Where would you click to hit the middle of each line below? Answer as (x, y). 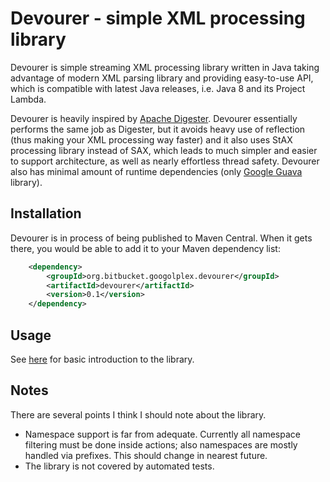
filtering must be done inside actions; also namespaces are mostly (161, 444)
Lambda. (28, 99)
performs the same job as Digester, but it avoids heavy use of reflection (158, 129)
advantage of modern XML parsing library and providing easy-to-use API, (162, 78)
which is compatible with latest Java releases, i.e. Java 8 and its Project (158, 88)
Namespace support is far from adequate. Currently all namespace (162, 434)
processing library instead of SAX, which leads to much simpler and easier (164, 150)
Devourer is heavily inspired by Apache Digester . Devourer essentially (154, 118)
